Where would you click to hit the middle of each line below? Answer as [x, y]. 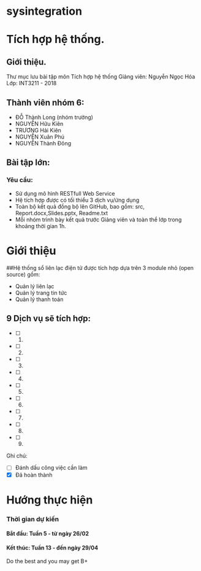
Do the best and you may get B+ [47, 561]
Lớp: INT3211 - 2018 [32, 83]
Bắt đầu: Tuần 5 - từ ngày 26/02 [48, 534]
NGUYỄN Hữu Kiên [39, 124]
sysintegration [44, 11]
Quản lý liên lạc [35, 286]
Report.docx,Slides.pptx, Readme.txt [62, 213]
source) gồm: [23, 274]
